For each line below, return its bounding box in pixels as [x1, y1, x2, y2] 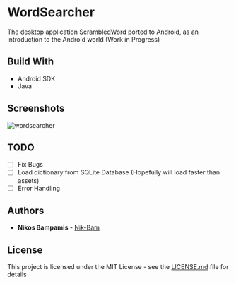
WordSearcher [7, 4, 95, 20]
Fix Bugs [17, 160, 44, 169]
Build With [7, 56, 54, 68]
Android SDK [17, 74, 56, 83]
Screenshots [7, 102, 65, 114]
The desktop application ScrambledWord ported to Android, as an [7, 28, 199, 36]
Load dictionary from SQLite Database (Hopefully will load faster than [17, 168, 220, 177]
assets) [17, 176, 40, 184]
